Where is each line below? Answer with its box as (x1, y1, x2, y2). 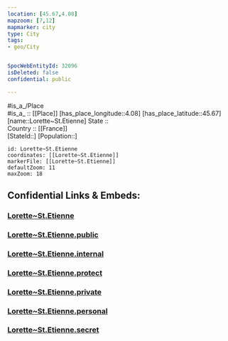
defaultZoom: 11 (7, 164, 55, 171)
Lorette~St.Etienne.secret (7, 325, 99, 335)
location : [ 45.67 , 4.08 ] (7, 10, 78, 18)
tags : (7, 37, 23, 44)
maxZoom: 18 (7, 170, 43, 178)
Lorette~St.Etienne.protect (7, 268, 103, 278)
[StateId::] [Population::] (7, 131, 77, 140)
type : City (7, 30, 40, 38)
